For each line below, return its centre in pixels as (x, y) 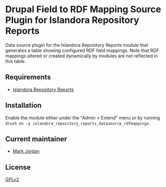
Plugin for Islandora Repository (72, 20)
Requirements (28, 77)
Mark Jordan (26, 151)
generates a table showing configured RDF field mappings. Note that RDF (82, 50)
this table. (16, 61)
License (18, 167)
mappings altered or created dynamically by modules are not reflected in (81, 56)
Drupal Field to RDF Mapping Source (83, 9)
